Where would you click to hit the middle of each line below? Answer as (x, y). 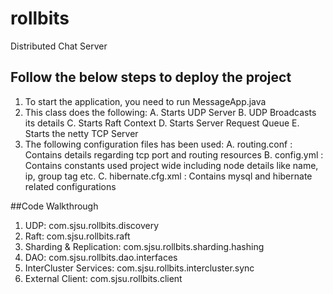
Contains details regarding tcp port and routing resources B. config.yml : (174, 154)
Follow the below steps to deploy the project (151, 77)
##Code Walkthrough (54, 206)
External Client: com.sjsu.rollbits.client (103, 278)
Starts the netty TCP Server (81, 133)
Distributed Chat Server (59, 46)
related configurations (70, 186)
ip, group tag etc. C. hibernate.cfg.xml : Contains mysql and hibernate (168, 176)
